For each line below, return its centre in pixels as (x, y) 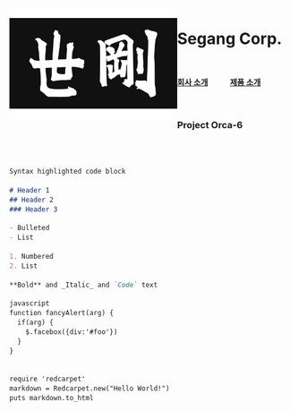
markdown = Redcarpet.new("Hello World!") (90, 389)
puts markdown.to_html (51, 398)
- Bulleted (30, 228)
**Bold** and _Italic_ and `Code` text (84, 285)
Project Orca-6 (210, 124)
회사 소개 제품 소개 (219, 81)
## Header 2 (31, 200)
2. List (24, 266)
